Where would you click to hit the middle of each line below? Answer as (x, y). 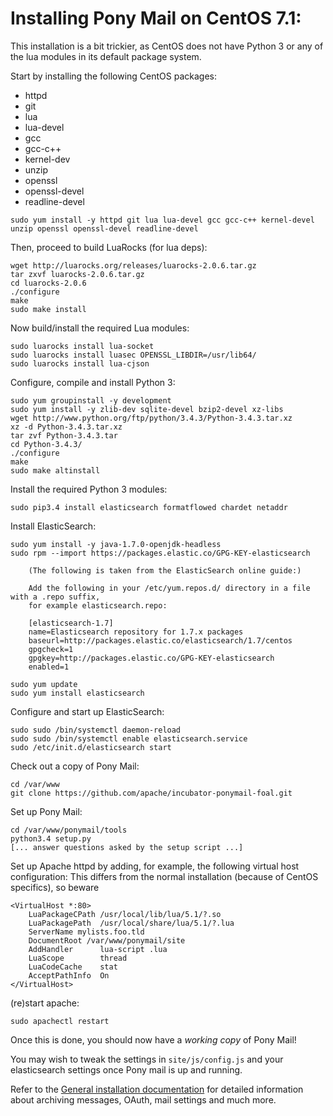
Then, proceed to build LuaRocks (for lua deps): (109, 247)
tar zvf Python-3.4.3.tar (64, 435)
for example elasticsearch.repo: (98, 605)
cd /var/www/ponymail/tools (69, 830)
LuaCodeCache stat (73, 967)
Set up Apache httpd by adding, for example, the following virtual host (155, 866)
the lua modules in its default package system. (106, 56)
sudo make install (48, 309)
